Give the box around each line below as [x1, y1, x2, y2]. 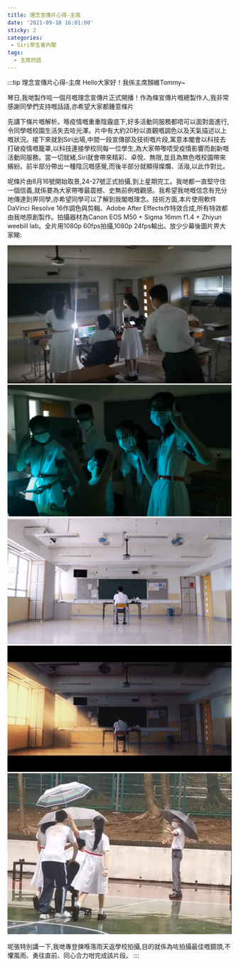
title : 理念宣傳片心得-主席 [7, 11, 81, 19]
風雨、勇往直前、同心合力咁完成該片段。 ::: [13, 951, 140, 960]
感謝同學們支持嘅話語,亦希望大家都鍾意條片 [7, 102, 134, 111]
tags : [7, 49, 23, 56]
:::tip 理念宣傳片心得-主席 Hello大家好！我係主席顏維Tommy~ [7, 78, 186, 86]
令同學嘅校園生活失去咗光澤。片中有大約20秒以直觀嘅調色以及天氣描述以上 [7, 126, 228, 135]
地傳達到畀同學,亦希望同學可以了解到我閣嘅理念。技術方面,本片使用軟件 [7, 195, 217, 203]
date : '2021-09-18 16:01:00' [7, 19, 94, 26]
